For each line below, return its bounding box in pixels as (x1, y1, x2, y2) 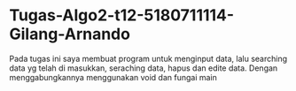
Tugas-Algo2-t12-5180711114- (9, 5, 235, 26)
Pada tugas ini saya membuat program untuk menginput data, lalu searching (9, 53, 288, 64)
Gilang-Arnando (9, 24, 131, 44)
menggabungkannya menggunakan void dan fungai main (9, 72, 217, 82)
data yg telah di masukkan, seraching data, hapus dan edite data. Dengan (9, 63, 278, 73)
